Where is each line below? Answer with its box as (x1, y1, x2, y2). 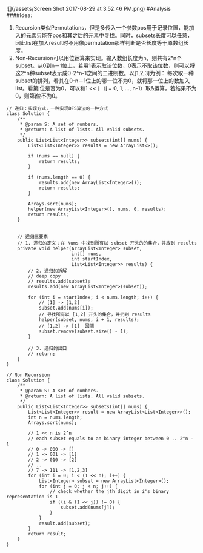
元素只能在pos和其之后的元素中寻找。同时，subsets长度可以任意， (25, 31, 193, 39)
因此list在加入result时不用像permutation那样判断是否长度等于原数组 (15, 39, 184, 46)
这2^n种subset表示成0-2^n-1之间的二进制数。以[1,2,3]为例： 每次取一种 (15, 70, 194, 76)
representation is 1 (6, 494, 59, 500)
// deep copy (28, 273, 61, 279)
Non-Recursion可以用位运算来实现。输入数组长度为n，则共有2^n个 (15, 55, 182, 61)
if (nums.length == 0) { (28, 174, 91, 180)
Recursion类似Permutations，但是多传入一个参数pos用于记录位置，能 (15, 24, 189, 31)
